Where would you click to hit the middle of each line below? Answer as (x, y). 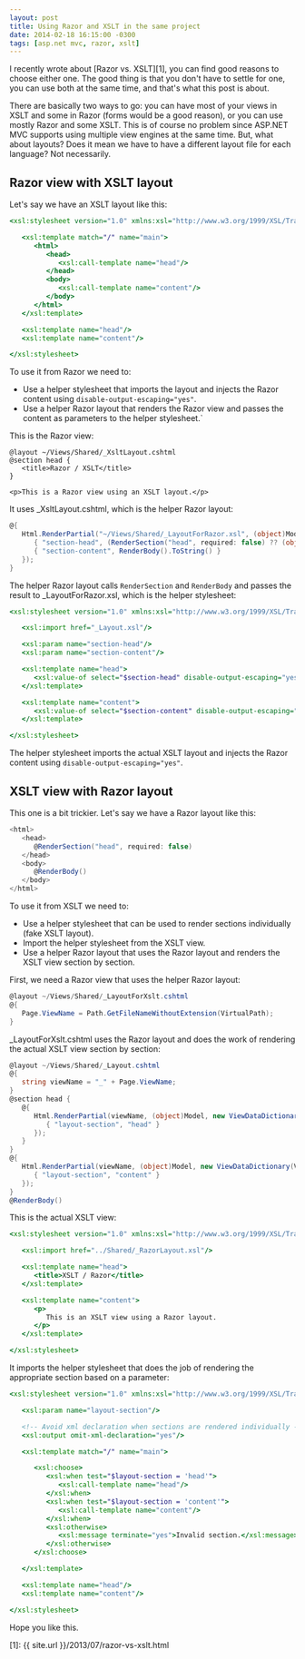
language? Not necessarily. (60, 154)
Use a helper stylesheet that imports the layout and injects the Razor (151, 389)
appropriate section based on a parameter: (89, 1377)
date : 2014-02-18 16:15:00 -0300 (73, 34)
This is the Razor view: (52, 436)
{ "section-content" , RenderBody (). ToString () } (127, 551)
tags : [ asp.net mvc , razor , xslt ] (75, 43)
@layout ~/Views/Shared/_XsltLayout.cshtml (93, 453)
